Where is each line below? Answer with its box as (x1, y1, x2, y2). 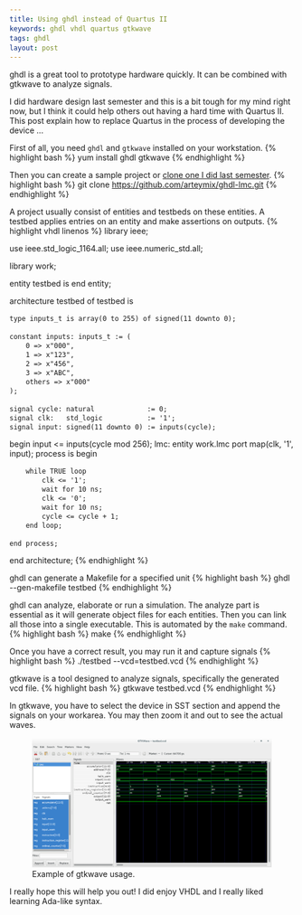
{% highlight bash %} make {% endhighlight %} (9, 628, 187, 639)
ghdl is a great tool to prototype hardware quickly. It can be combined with (9, 69, 288, 80)
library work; (9, 260, 57, 271)
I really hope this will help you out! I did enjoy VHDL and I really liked (9, 886, 264, 897)
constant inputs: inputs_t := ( (9, 333, 131, 342)
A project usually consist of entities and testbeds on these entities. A (9, 206, 265, 217)
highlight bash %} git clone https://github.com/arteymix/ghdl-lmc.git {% (9, 179, 278, 190)
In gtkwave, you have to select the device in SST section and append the (9, 701, 280, 712)
